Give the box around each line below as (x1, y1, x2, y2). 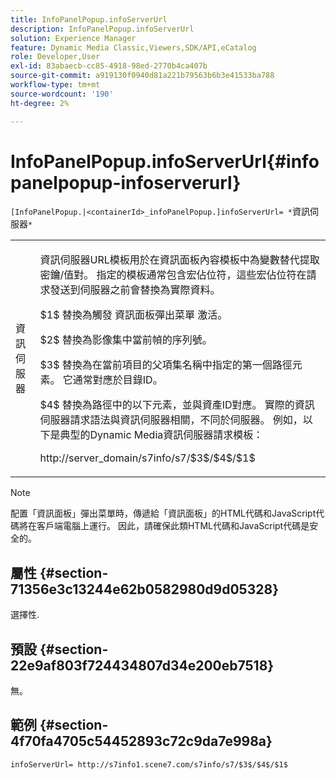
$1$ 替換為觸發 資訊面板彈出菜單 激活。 (39, 308, 228, 322)
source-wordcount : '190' (10, 89, 114, 99)
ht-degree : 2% (10, 98, 70, 108)
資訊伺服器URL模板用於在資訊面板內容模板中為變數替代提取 (39, 253, 320, 267)
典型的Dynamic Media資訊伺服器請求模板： (59, 428, 264, 442)
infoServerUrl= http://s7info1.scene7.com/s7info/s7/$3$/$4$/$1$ (10, 759, 288, 770)
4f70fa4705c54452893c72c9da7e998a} (10, 733, 273, 750)
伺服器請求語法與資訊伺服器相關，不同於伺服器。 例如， (39, 413, 303, 427)
